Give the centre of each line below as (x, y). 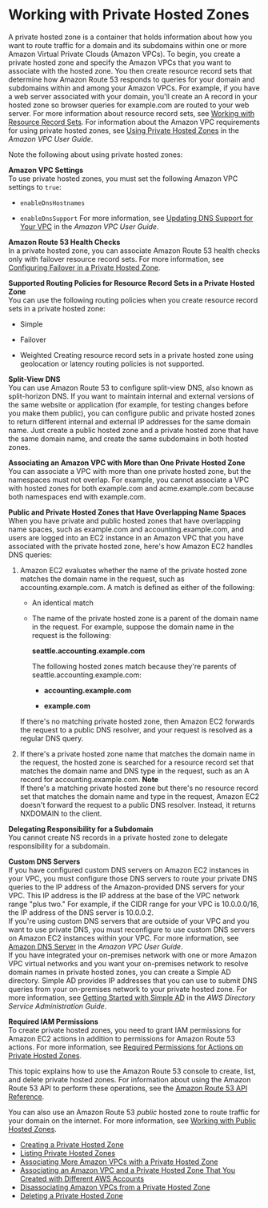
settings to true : (35, 187)
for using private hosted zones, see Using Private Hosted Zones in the (124, 130)
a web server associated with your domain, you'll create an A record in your (133, 96)
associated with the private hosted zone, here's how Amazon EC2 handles (131, 546)
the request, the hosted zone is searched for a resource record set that (137, 762)
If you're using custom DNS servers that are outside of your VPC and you (129, 921)
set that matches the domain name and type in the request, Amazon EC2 (140, 796)
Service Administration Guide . (58, 1005)
